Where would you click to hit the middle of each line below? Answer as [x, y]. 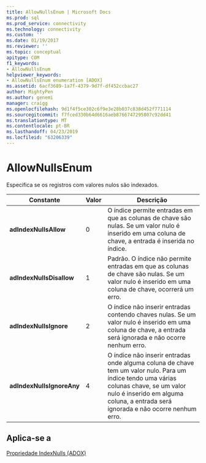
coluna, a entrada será [139, 401]
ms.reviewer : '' [27, 47]
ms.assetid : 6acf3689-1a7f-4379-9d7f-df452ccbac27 [72, 86]
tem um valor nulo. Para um [147, 370]
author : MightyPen [30, 92]
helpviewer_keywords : [34, 75]
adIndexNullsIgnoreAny [44, 386]
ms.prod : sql [23, 18]
